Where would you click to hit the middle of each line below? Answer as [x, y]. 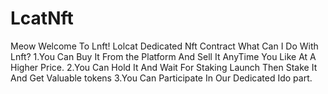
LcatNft [42, 18]
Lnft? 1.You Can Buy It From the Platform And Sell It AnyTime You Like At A [163, 56]
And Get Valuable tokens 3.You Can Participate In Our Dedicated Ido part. [161, 78]
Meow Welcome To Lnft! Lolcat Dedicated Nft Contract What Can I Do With [164, 46]
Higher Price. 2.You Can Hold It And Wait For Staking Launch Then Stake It [164, 67]
